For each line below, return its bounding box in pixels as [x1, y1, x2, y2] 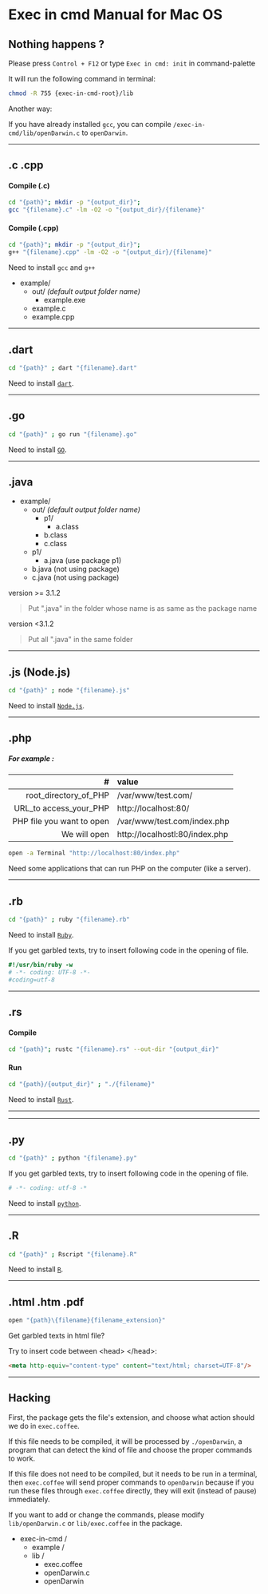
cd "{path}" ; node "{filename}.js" [8, 687, 130, 695]
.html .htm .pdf [8, 1295, 85, 1309]
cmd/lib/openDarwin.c [8, 129, 81, 137]
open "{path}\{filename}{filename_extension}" [8, 1316, 166, 1325]
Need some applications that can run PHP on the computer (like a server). [8, 864, 251, 874]
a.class [55, 521, 80, 532]
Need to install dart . [8, 378, 74, 388]
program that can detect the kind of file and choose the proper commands [8, 1445, 253, 1454]
